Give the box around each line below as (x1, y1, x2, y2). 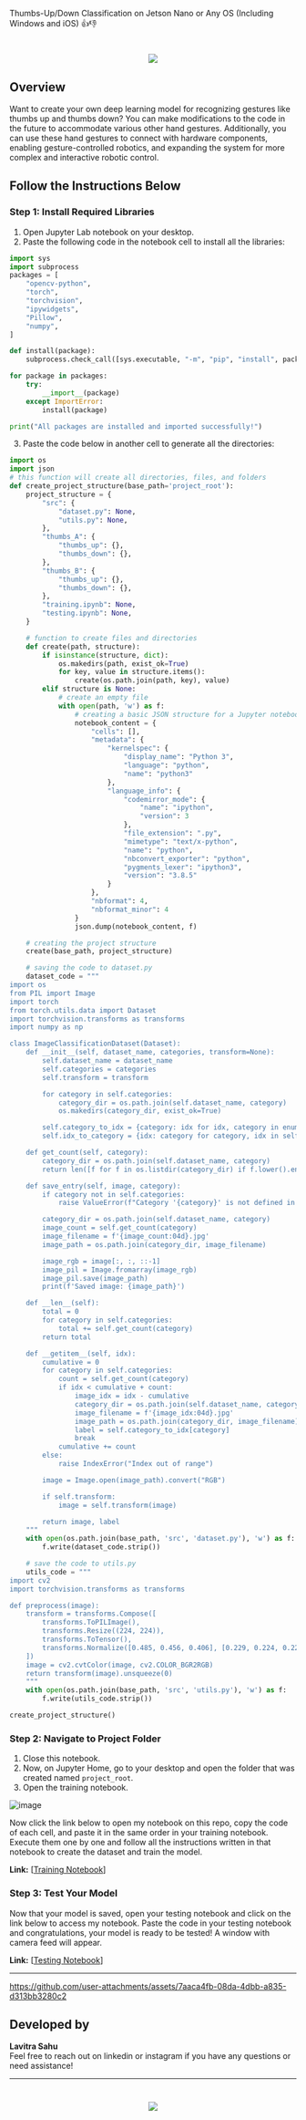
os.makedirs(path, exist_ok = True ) (57, 659, 189, 669)
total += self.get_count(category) (57, 1324, 194, 1333)
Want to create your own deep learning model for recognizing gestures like (9, 104, 291, 114)
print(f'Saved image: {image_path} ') (42, 1282, 185, 1292)
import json (9, 464, 55, 473)
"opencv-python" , (25, 279, 92, 288)
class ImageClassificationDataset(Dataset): (9, 1039, 181, 1048)
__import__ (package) (42, 388, 120, 398)
